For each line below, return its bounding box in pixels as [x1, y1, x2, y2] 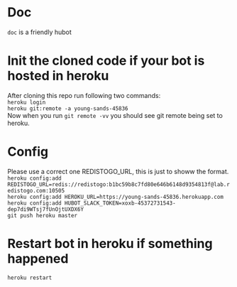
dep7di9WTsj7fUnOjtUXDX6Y [7, 205, 84, 213]
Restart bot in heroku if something [7, 236, 213, 251]
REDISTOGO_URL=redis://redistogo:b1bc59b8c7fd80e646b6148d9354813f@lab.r [7, 180, 231, 188]
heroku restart [7, 274, 53, 281]
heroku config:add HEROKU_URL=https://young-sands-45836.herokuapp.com [7, 193, 224, 200]
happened [7, 251, 69, 266]
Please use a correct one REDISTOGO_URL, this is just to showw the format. [7, 167, 229, 175]
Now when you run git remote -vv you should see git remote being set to [7, 111, 224, 119]
